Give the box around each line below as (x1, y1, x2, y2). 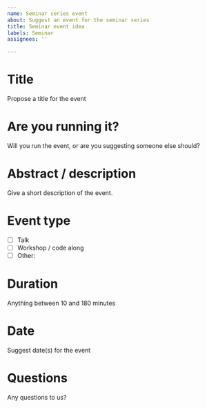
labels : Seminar (7, 29, 54, 37)
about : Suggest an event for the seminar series (7, 17, 150, 24)
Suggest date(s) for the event (7, 346, 91, 354)
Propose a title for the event (7, 95, 86, 103)
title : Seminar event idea (7, 23, 85, 30)
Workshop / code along (17, 243, 84, 252)
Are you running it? (7, 119, 119, 135)
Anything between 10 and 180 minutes (7, 299, 116, 307)
